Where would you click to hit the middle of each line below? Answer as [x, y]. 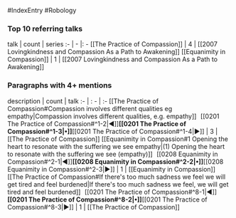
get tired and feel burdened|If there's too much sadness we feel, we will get [118, 184]
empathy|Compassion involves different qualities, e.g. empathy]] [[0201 [113, 116]
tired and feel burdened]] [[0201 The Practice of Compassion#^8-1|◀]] [112, 192]
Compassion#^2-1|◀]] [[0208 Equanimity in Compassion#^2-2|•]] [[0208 [116, 161]
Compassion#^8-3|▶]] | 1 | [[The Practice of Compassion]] [93, 207]
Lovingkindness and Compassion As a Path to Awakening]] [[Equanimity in [117, 52]
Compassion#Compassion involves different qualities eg [90, 108]
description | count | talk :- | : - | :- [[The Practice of [83, 101]
